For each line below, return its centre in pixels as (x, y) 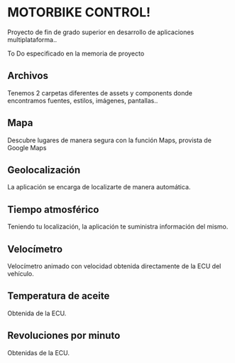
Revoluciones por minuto (64, 336)
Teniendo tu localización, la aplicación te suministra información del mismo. (118, 227)
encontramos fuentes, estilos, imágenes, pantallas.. (83, 100)
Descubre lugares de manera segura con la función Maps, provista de (109, 140)
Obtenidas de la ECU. (38, 352)
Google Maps (27, 147)
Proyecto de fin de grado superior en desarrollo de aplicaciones (101, 32)
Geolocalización (44, 170)
